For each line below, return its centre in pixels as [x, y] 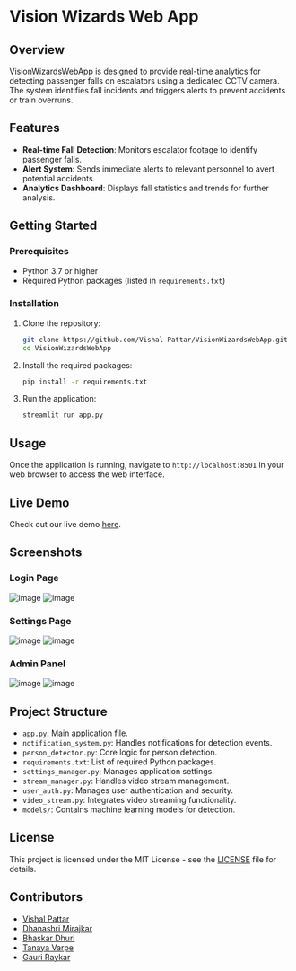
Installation [35, 304]
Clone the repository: [61, 323]
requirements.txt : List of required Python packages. [119, 762]
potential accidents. [59, 178]
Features [35, 128]
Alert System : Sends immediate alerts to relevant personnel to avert [148, 169]
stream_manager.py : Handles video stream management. [126, 781]
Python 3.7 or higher [60, 270]
